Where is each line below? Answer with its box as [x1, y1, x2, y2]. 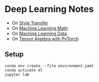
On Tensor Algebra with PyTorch [11, 36, 79, 42]
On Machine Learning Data [11, 30, 67, 36]
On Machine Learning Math [11, 25, 68, 31]
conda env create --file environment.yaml [4, 63, 94, 68]
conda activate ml [4, 68, 43, 73]
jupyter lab [4, 72, 29, 77]
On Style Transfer [11, 20, 48, 26]
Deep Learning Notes [4, 3, 94, 15]
